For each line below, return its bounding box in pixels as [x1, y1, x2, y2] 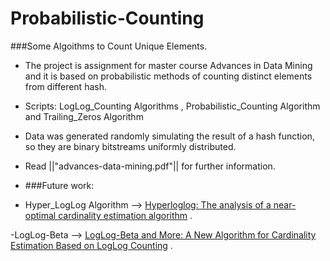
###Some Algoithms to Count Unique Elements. [10, 40, 208, 52]
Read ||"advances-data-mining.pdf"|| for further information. [24, 160, 276, 172]
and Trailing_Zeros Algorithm [24, 110, 144, 122]
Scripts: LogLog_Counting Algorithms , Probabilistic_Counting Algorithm [24, 100, 321, 112]
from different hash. [24, 80, 107, 92]
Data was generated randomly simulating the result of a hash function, [24, 130, 315, 142]
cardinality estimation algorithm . [58, 209, 193, 221]
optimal [24, 209, 57, 221]
